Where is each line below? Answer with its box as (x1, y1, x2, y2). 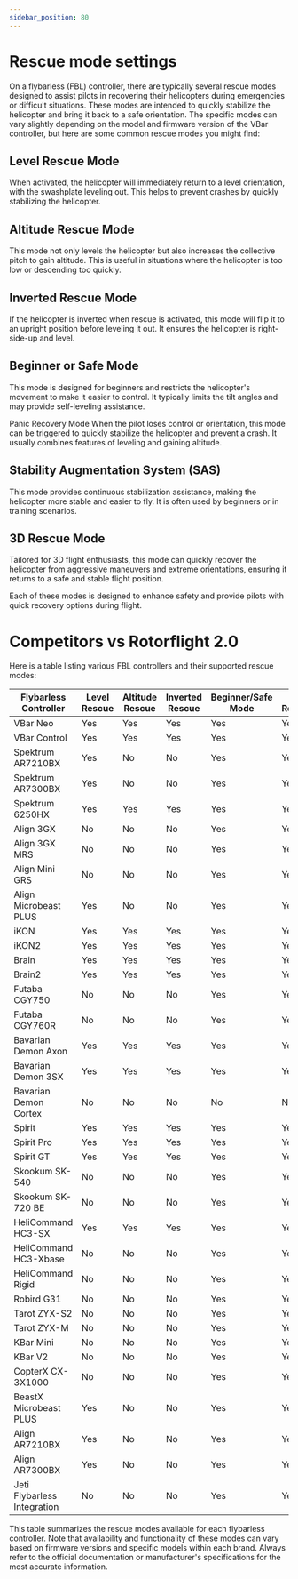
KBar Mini (13, 1336, 55, 1349)
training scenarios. (9, 505, 77, 516)
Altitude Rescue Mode (9, 221, 135, 236)
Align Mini (13, 863, 56, 876)
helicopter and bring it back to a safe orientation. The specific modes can (9, 108, 278, 120)
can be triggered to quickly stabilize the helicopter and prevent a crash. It (9, 428, 278, 438)
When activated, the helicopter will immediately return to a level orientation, (9, 177, 286, 188)
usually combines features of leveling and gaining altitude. (9, 437, 223, 447)
